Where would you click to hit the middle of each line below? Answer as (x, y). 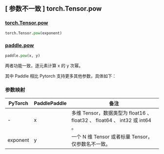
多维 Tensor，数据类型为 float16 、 (112, 113)
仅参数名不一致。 (91, 144)
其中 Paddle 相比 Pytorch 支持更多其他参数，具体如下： (61, 76)
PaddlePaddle (50, 103)
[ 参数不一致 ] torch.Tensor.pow (53, 9)
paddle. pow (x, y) (23, 56)
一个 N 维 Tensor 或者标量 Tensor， (112, 137)
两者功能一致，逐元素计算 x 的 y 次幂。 (44, 65)
